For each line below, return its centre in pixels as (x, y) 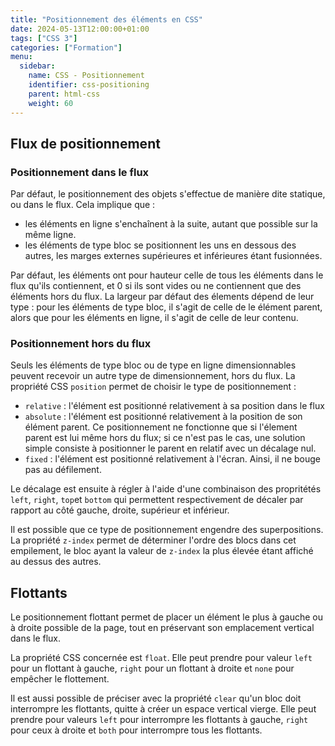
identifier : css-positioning (89, 85)
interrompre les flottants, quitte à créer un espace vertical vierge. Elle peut (163, 709)
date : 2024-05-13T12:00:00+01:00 (80, 29)
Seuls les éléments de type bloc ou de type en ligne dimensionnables (153, 365)
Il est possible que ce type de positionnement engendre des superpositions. (167, 530)
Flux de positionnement (85, 143)
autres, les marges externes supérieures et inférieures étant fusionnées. (173, 256)
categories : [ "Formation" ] (66, 47)
